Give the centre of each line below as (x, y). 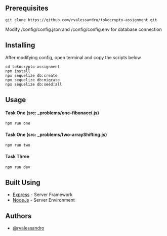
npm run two (18, 145)
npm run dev (18, 167)
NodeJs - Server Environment (44, 200)
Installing (20, 45)
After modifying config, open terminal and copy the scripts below (73, 57)
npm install (18, 71)
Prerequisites (27, 8)
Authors (18, 216)
